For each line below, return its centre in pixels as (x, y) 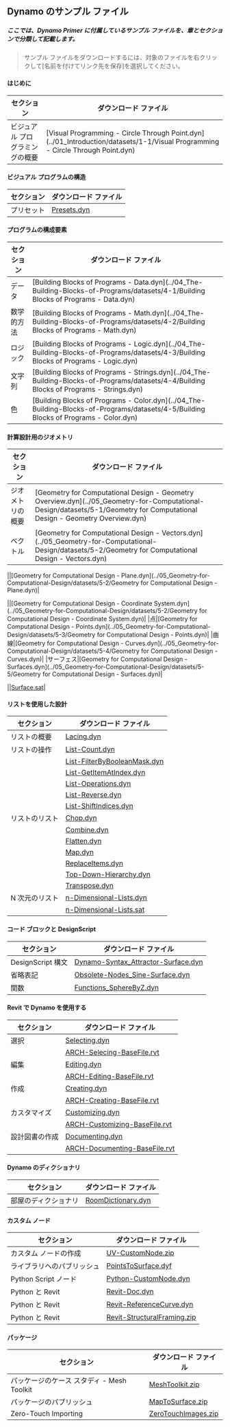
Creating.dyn (86, 1088)
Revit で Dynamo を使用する (47, 1008)
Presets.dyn (71, 209)
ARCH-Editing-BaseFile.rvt (110, 1076)
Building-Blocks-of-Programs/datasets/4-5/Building (118, 409)
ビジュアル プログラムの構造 (47, 177)
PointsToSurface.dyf (139, 1266)
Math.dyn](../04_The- (169, 313)
